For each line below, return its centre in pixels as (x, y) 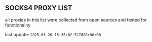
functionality (18, 25)
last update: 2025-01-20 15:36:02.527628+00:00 (53, 34)
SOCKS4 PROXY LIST (39, 8)
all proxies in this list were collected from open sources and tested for (76, 20)
